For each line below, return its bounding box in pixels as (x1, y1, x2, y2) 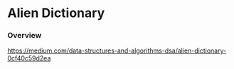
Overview (7, 31, 42, 41)
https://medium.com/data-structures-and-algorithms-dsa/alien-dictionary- (7, 46, 227, 55)
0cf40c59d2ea (7, 54, 51, 63)
